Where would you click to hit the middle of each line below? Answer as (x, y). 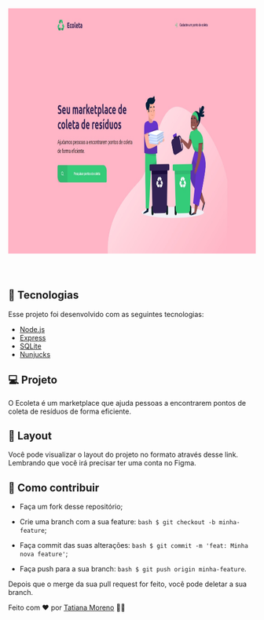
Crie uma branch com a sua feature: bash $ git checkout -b (117, 522)
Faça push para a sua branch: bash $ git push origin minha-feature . (133, 569)
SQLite (30, 346)
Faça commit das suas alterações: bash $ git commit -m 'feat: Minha (134, 545)
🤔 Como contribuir (54, 488)
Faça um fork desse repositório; (71, 507)
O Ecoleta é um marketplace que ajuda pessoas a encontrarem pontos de (127, 403)
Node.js (32, 329)
